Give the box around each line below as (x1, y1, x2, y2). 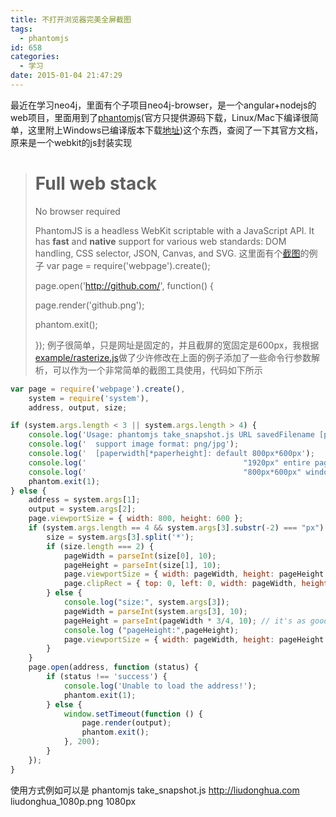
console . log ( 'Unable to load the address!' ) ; (63, 681, 257, 691)
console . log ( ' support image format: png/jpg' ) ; (28, 439, 240, 450)
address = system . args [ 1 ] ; (28, 495, 141, 505)
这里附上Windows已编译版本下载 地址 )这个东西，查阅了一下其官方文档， (27, 124, 324, 136)
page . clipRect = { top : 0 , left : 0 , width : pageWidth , (63, 579, 298, 589)
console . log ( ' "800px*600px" (28, 467, 302, 477)
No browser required (34, 205, 121, 217)
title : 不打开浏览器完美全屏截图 (10, 14, 132, 25)
